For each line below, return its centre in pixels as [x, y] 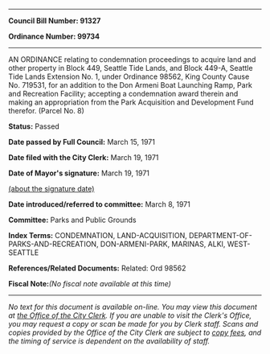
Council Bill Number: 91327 [55, 21]
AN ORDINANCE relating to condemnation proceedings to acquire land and [132, 60]
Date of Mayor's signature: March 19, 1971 [79, 173]
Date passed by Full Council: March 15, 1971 [82, 142]
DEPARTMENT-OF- [221, 235]
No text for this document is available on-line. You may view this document [133, 307]
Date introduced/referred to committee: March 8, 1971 [99, 204]
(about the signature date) [51, 189]
